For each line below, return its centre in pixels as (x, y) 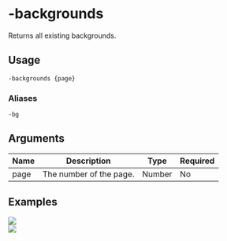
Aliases (23, 98)
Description (88, 161)
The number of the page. (88, 174)
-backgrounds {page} (42, 78)
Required (197, 161)
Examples (33, 202)
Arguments (37, 139)
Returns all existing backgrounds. (62, 35)
